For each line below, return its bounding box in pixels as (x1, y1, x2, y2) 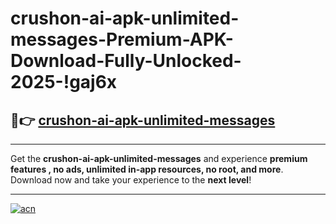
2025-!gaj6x (10, 71, 118, 94)
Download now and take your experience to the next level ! (10, 174, 252, 186)
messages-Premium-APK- (10, 28, 234, 51)
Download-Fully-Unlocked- (10, 50, 242, 72)
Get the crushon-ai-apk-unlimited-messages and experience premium (10, 153, 308, 164)
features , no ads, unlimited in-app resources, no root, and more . (10, 163, 284, 175)
